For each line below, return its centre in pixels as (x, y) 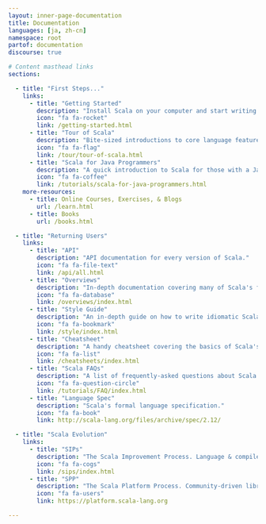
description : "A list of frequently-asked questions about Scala (147, 376)
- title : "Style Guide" (68, 310)
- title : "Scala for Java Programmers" (95, 162)
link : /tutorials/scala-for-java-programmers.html (122, 185)
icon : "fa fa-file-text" (78, 265)
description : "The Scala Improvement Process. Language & (134, 457)
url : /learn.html (65, 206)
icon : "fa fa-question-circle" (88, 383)
